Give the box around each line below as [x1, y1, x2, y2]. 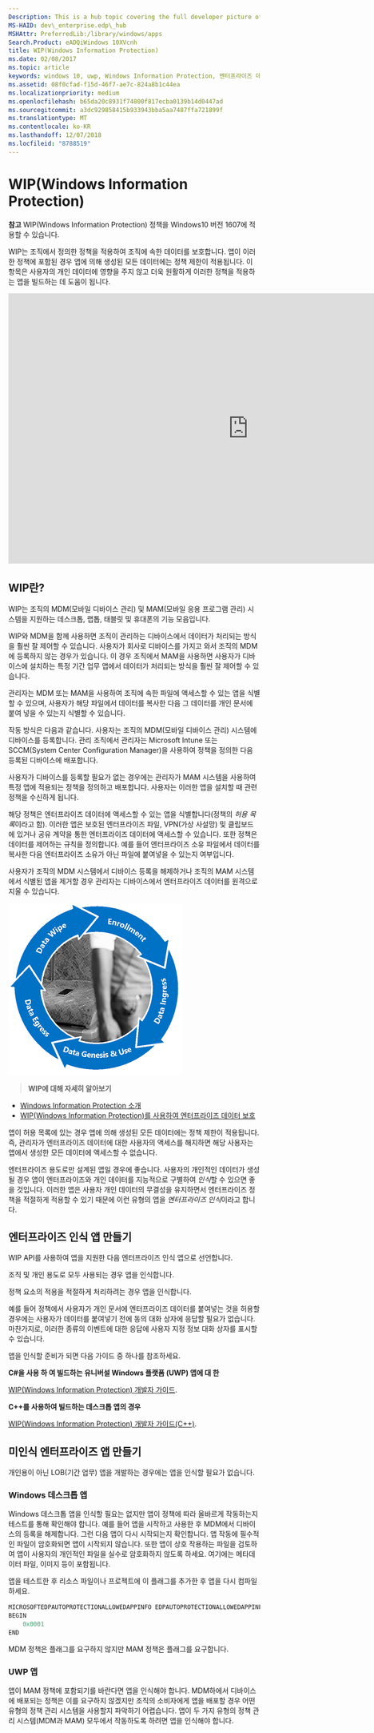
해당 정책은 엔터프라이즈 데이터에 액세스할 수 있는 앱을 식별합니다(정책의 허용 [8, 809, 248, 818]
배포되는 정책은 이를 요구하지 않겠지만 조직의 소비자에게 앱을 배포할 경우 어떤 [16, 1696, 256, 1706]
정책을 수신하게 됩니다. [8, 792, 79, 802]
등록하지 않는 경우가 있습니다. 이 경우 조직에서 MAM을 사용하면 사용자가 [16, 651, 241, 661]
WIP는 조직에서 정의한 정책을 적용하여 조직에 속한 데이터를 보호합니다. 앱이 [8, 247, 241, 256]
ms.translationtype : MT [8, 115, 88, 123]
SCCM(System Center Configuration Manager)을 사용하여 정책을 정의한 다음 [8, 745, 253, 754]
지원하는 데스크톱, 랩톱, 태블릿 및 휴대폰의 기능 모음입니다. [29, 613, 211, 624]
